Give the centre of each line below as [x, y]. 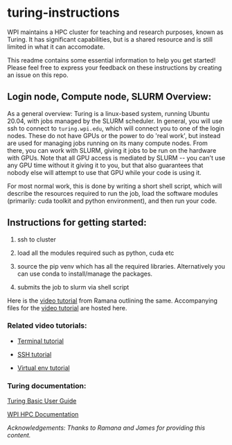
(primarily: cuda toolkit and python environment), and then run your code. [112, 201]
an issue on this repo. [38, 75]
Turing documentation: [47, 385]
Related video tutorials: [47, 326]
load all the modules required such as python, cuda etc [96, 253]
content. [19, 435]
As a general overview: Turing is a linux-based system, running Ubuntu [108, 113]
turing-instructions [63, 13]
